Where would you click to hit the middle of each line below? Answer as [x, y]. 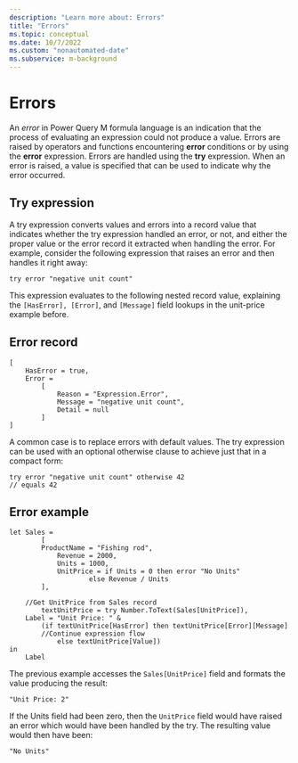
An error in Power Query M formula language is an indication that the [135, 127]
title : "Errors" [39, 26]
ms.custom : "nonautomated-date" [69, 51]
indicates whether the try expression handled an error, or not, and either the [148, 234]
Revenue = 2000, [87, 556]
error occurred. [37, 175]
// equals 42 [33, 485]
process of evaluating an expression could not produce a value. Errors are [145, 137]
